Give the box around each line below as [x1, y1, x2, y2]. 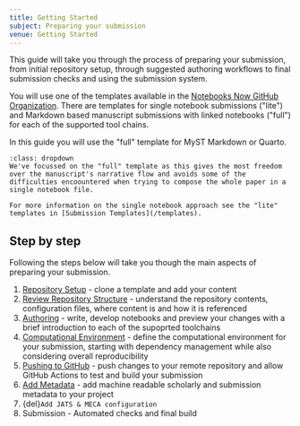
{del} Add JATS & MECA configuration [21, 398, 158, 409]
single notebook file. [9, 186, 94, 195]
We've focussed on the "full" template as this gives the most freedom [9, 162, 282, 171]
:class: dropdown [9, 154, 74, 163]
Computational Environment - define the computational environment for [21, 332, 287, 343]
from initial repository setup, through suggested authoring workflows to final [9, 64, 291, 74]
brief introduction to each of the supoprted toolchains [21, 322, 221, 333]
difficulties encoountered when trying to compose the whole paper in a [9, 178, 287, 187]
